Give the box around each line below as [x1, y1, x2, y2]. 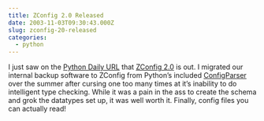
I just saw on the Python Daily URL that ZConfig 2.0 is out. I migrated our [8, 62, 244, 71]
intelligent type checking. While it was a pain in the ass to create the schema [8, 87, 257, 97]
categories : [8, 33, 47, 42]
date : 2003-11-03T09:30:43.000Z [8, 19, 114, 27]
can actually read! [8, 104, 67, 114]
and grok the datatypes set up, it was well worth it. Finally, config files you [8, 96, 249, 105]
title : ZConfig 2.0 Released [8, 11, 104, 20]
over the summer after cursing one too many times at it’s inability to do [8, 79, 237, 89]
